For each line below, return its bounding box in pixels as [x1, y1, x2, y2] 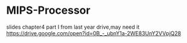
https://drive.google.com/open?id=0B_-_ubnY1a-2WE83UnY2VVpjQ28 [6, 29, 182, 36]
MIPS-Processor [6, 4, 90, 17]
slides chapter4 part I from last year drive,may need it [6, 23, 140, 30]
